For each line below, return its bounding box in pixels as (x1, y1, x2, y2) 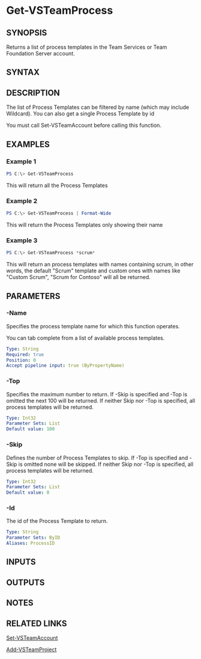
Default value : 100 (6, 426, 55, 432)
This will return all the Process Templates (6, 182, 108, 189)
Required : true (6, 351, 44, 358)
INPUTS (6, 557, 36, 567)
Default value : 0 (6, 489, 50, 496)
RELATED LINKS (6, 618, 67, 628)
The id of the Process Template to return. (6, 518, 108, 525)
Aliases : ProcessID (6, 541, 55, 547)
